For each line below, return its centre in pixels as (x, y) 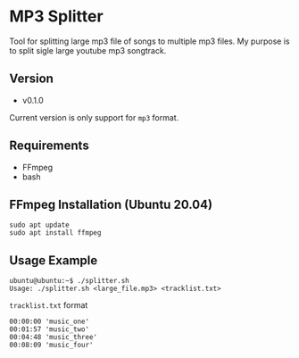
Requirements (49, 146)
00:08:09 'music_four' (51, 346)
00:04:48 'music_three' (54, 337)
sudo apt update (39, 225)
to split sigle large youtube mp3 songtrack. (88, 50)
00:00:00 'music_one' (50, 322)
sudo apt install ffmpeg (55, 233)
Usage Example (54, 260)
